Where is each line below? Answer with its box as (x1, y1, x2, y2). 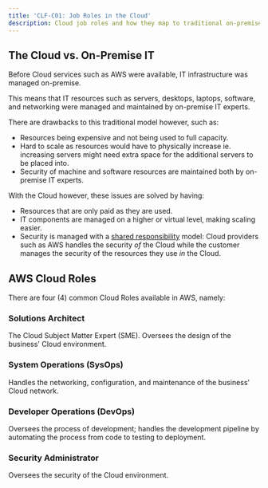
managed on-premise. (8, 78, 81, 88)
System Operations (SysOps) (8, 360, 124, 371)
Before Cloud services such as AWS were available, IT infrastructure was (8, 69, 249, 80)
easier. (19, 223, 42, 233)
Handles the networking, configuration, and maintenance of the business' (8, 377, 250, 387)
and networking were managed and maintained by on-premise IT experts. (8, 102, 250, 112)
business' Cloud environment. (8, 340, 107, 349)
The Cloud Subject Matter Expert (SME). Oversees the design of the (8, 331, 231, 340)
